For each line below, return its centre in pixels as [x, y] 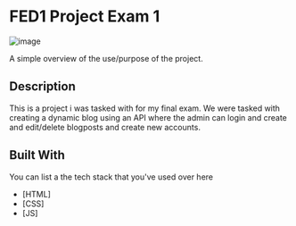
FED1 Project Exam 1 [85, 17]
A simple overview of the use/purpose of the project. [106, 58]
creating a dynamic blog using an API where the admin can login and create [148, 117]
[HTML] [37, 194]
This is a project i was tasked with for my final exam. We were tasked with [145, 108]
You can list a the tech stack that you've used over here [111, 177]
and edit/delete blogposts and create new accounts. [105, 127]
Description [42, 87]
